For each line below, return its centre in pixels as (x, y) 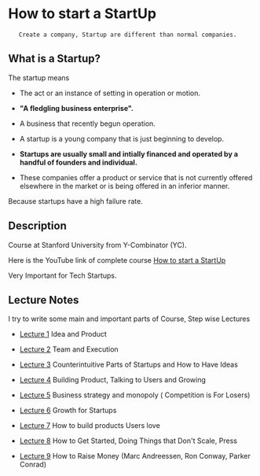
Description (37, 226)
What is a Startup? (54, 59)
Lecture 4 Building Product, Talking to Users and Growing (113, 380)
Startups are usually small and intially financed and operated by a (128, 153)
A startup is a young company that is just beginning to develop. (122, 138)
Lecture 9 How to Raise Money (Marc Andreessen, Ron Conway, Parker (135, 456)
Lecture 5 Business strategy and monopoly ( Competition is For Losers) (135, 395)
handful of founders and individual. (78, 162)
